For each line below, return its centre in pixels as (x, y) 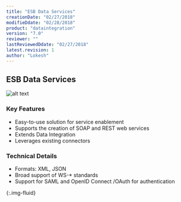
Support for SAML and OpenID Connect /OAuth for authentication (95, 181)
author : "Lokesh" (28, 56)
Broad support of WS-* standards (56, 175)
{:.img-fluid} (21, 193)
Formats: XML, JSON (40, 169)
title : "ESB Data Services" (41, 12)
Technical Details (32, 156)
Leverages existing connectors (53, 141)
